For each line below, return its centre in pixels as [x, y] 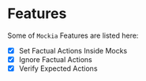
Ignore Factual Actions [55, 59]
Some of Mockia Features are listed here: [73, 35]
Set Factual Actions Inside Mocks [73, 50]
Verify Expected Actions [58, 68]
